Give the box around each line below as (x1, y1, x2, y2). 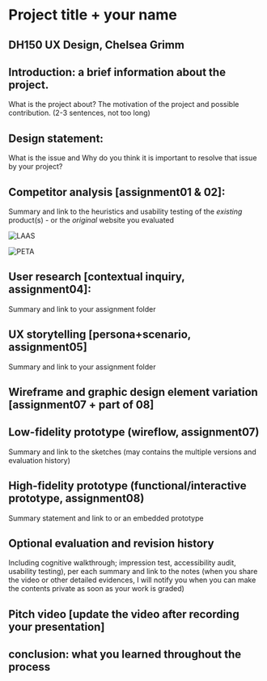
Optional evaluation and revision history (8, 537, 214, 551)
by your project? (8, 162, 63, 172)
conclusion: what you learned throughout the (8, 648, 241, 662)
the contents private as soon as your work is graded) (8, 584, 184, 594)
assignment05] (8, 340, 87, 354)
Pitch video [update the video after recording (8, 607, 240, 621)
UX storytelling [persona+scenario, (8, 328, 192, 342)
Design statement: (8, 131, 104, 145)
